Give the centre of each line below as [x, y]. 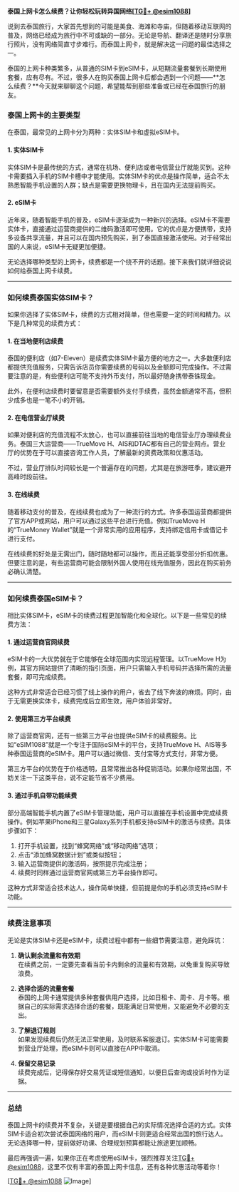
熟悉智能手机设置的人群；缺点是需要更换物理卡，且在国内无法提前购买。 [113, 185]
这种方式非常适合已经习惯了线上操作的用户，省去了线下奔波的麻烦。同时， [116, 692]
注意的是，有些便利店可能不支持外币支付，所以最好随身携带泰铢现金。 [116, 376]
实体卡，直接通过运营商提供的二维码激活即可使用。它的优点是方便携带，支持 [119, 228]
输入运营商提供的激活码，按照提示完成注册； [83, 863]
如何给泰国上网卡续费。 [42, 270]
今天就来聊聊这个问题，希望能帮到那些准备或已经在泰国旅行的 [129, 86]
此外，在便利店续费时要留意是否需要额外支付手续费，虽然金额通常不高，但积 [119, 391]
